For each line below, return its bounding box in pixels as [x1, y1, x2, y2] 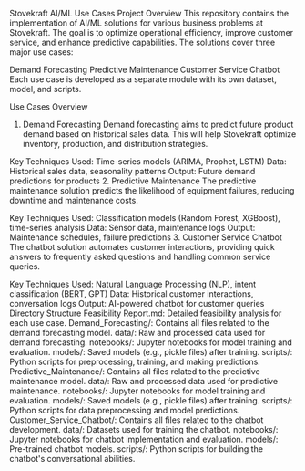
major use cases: [9, 47, 74, 58]
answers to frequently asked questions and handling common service [9, 251, 271, 262]
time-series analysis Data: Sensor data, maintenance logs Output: [9, 223, 256, 233]
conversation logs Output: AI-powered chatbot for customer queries [9, 298, 265, 309]
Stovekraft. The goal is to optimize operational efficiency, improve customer [9, 27, 294, 37]
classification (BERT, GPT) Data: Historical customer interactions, [9, 288, 254, 299]
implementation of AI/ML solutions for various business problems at [9, 17, 264, 28]
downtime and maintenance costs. [9, 195, 138, 205]
